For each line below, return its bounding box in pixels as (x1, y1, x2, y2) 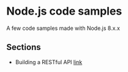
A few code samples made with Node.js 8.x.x (6, 24, 121, 32)
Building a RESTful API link (15, 58, 83, 65)
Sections (6, 42, 41, 52)
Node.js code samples (6, 4, 122, 18)
